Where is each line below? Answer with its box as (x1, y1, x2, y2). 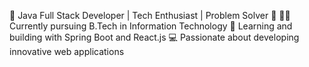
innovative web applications (9, 46, 125, 57)
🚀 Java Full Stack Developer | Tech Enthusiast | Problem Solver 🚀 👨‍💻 (9, 10, 291, 21)
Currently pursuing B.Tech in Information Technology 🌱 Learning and (9, 20, 293, 32)
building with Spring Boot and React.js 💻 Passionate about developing (9, 31, 300, 43)
